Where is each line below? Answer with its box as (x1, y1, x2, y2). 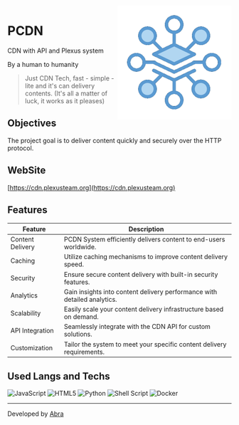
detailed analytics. (63, 295, 117, 303)
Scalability (10, 308, 41, 318)
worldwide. (63, 243, 97, 251)
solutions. (63, 330, 92, 339)
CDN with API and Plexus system (7, 46, 105, 55)
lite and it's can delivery (24, 81, 95, 90)
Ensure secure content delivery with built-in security (63, 270, 218, 278)
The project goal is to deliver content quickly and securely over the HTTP (7, 136, 222, 145)
